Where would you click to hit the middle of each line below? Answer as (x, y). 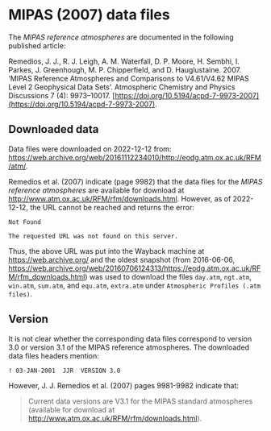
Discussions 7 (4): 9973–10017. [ (62, 95)
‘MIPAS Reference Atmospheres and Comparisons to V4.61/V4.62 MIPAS (129, 78)
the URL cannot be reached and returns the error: (112, 207)
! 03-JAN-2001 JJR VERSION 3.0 (65, 371)
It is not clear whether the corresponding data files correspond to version (130, 338)
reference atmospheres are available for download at (96, 190)
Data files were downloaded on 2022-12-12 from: (90, 149)
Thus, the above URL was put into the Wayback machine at (106, 251)
